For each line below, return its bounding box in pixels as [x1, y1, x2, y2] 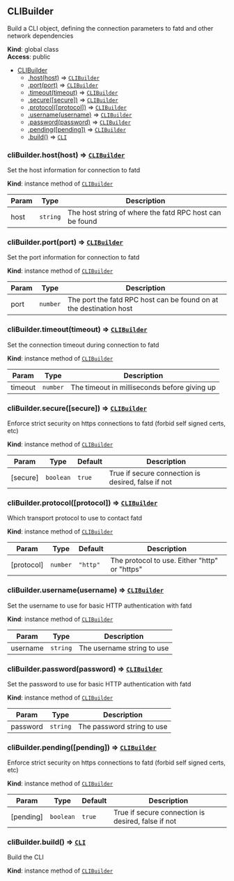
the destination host [67, 303, 133, 313]
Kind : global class [7, 45, 59, 53]
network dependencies [7, 31, 74, 40]
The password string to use [77, 721, 168, 731]
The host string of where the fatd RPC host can [67, 208, 221, 218]
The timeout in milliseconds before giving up [70, 382, 216, 392]
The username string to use [79, 643, 169, 653]
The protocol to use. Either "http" [110, 556, 219, 566]
